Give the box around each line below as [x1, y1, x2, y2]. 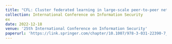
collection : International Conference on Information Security [5, 12, 143, 17]
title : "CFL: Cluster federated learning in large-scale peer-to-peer [5, 7, 159, 13]
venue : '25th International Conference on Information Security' [5, 26, 147, 31]
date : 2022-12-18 [5, 21, 42, 27]
